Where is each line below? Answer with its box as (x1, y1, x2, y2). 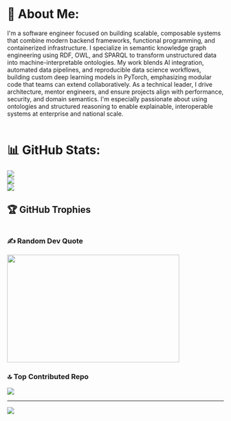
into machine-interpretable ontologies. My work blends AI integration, (7, 58, 204, 66)
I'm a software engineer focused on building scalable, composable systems (7, 29, 221, 37)
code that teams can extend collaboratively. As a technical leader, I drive (7, 80, 213, 88)
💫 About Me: (7, 6, 80, 22)
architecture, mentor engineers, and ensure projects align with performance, (7, 88, 224, 96)
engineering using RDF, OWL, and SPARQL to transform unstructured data (7, 51, 217, 59)
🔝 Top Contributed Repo (7, 371, 89, 381)
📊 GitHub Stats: (7, 143, 101, 158)
